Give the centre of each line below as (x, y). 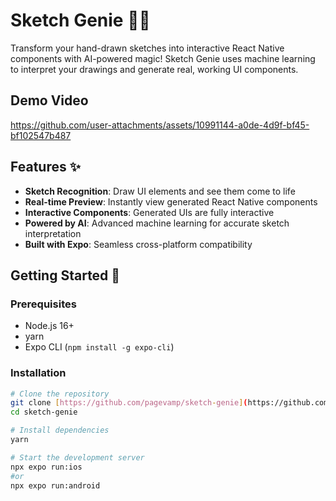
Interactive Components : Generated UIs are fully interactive (149, 212)
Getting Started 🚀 (65, 275)
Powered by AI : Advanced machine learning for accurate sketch (157, 223)
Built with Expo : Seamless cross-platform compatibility (138, 244)
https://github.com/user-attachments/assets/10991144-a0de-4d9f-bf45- (160, 125)
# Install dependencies (60, 430)
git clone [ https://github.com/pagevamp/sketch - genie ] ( (129, 403)
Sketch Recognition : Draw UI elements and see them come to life (160, 191)
